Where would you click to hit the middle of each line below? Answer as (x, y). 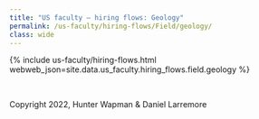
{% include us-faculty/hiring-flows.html (83, 60)
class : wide (32, 34)
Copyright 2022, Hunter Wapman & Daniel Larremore (108, 105)
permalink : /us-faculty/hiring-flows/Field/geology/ (111, 26)
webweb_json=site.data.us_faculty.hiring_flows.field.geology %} (130, 69)
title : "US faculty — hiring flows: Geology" (96, 18)
